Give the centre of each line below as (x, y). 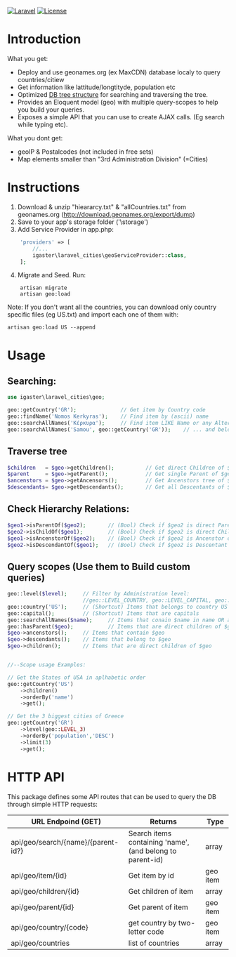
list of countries (154, 943)
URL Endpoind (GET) (66, 821)
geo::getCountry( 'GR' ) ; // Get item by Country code (106, 410)
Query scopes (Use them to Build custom (99, 566)
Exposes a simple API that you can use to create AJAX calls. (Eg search (121, 117)
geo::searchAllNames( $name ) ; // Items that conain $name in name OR (116, 620)
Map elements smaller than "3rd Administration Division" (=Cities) (113, 159)
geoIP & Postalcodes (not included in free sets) (85, 152)
